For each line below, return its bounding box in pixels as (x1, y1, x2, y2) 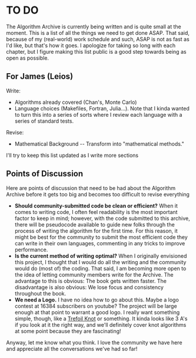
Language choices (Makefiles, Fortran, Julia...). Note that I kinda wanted (14, 104, 190, 112)
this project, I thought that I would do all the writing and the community (14, 258, 187, 265)
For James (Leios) (6, 71, 74, 81)
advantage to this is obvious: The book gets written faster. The (14, 277, 167, 284)
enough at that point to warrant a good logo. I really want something (14, 308, 180, 316)
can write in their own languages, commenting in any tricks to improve (14, 239, 185, 247)
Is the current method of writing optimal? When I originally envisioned (14, 252, 187, 260)
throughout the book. (14, 290, 67, 297)
